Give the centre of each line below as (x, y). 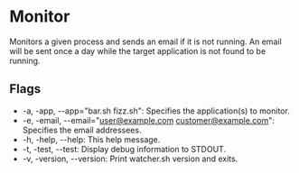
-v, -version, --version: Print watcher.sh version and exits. (130, 159)
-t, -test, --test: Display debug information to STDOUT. (124, 149)
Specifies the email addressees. (82, 130)
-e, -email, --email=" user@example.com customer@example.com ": (149, 120)
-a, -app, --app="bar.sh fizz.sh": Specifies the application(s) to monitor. (156, 111)
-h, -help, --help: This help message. (91, 139)
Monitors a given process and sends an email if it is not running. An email (145, 41)
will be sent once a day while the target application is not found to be (138, 50)
